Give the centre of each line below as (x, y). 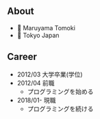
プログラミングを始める (60, 91)
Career (22, 57)
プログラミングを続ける (60, 109)
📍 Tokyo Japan (38, 35)
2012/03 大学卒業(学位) (50, 74)
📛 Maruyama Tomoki (46, 28)
